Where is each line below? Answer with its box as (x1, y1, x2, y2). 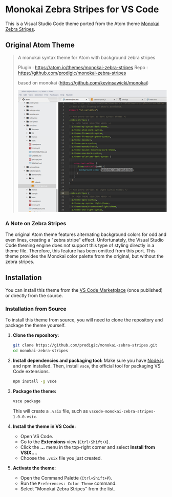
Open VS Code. (20, 433, 54, 439)
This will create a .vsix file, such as (12, 408, 88, 414)
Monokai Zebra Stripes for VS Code (5, 4, 159, 15)
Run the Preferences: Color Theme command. (20, 480, 117, 486)
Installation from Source (5, 305, 67, 312)
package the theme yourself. (5, 322, 66, 329)
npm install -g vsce (12, 379, 57, 384)
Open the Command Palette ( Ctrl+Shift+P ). (20, 474, 113, 481)
